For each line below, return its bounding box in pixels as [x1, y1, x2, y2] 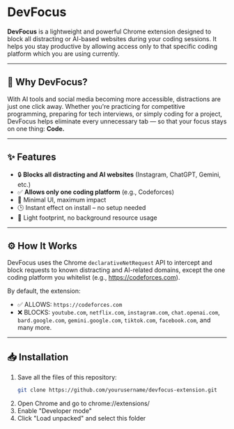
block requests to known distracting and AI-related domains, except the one [7, 266, 226, 274]
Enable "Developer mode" [17, 407, 93, 415]
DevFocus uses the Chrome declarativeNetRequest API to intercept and [7, 259, 212, 267]
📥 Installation [7, 351, 69, 363]
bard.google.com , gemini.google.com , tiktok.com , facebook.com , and [17, 316, 211, 324]
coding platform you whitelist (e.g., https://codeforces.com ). [7, 273, 180, 282]
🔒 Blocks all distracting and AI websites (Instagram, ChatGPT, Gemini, [17, 170, 221, 179]
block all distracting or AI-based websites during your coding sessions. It [7, 34, 217, 43]
